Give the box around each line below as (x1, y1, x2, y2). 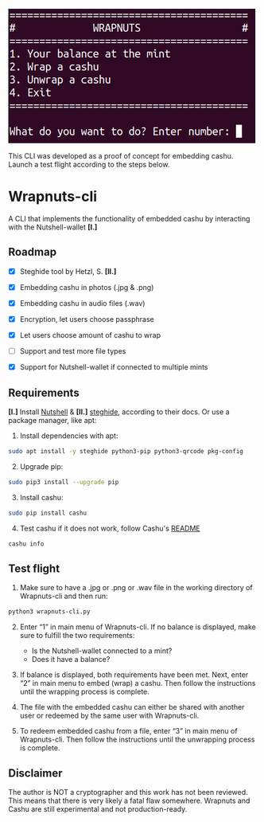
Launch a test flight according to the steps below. (8, 160, 170, 169)
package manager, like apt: (8, 416, 97, 425)
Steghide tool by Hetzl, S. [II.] (19, 266, 117, 276)
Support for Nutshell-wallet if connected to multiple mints (19, 362, 208, 372)
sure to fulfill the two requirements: (19, 631, 135, 640)
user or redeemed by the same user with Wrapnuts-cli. (19, 710, 200, 721)
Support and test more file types (19, 346, 126, 356)
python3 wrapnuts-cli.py (8, 608, 91, 616)
